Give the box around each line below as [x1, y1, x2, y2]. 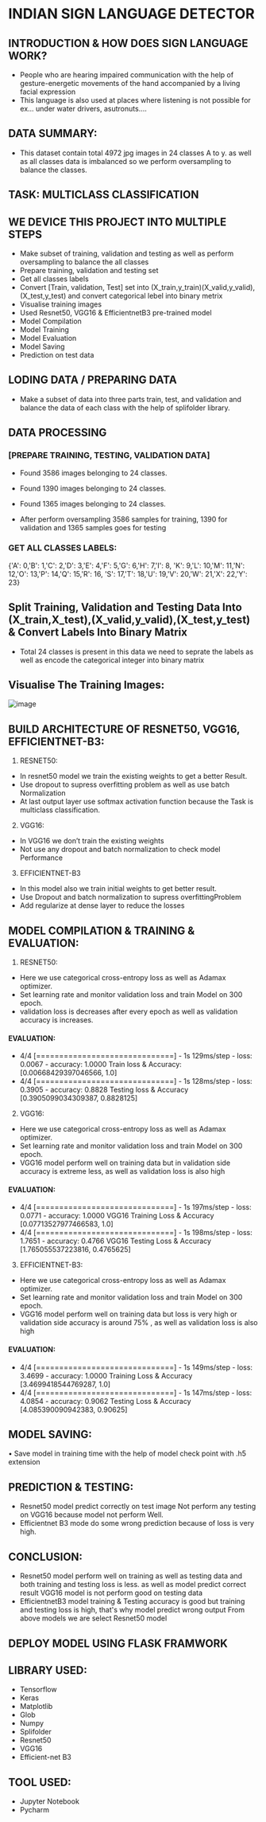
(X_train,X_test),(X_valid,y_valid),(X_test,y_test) [8, 613, 251, 627]
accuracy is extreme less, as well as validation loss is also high [19, 1167, 226, 1176]
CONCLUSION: [8, 1550, 83, 1563]
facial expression [19, 87, 76, 96]
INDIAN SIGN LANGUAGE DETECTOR [8, 5, 256, 23]
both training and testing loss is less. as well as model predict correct [19, 1580, 247, 1589]
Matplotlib [19, 1702, 53, 1711]
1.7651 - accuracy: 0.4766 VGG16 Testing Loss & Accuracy [19, 1236, 212, 1246]
